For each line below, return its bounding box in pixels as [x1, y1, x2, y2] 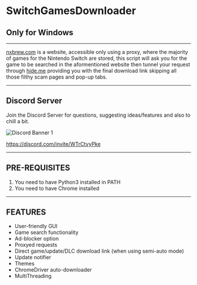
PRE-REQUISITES [6, 163, 70, 173]
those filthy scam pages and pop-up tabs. [6, 73, 107, 80]
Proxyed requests [14, 242, 57, 249]
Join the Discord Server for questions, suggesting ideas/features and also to [6, 111, 191, 118]
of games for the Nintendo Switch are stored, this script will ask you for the [6, 55, 188, 62]
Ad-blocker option [14, 235, 59, 242]
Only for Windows [6, 28, 74, 38]
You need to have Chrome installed [14, 185, 100, 192]
